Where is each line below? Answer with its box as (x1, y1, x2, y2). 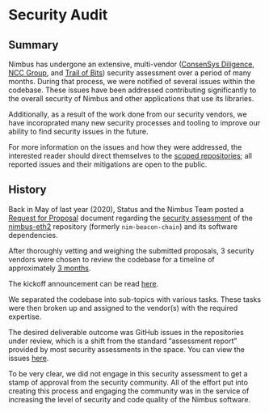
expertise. (8, 312, 42, 321)
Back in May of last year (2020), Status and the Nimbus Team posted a (8, 204, 245, 214)
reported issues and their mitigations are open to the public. (8, 159, 208, 169)
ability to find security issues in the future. (8, 127, 149, 136)
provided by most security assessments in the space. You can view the (8, 344, 245, 354)
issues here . (8, 353, 49, 363)
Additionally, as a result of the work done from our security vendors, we (8, 109, 248, 119)
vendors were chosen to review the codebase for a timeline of (8, 254, 216, 264)
